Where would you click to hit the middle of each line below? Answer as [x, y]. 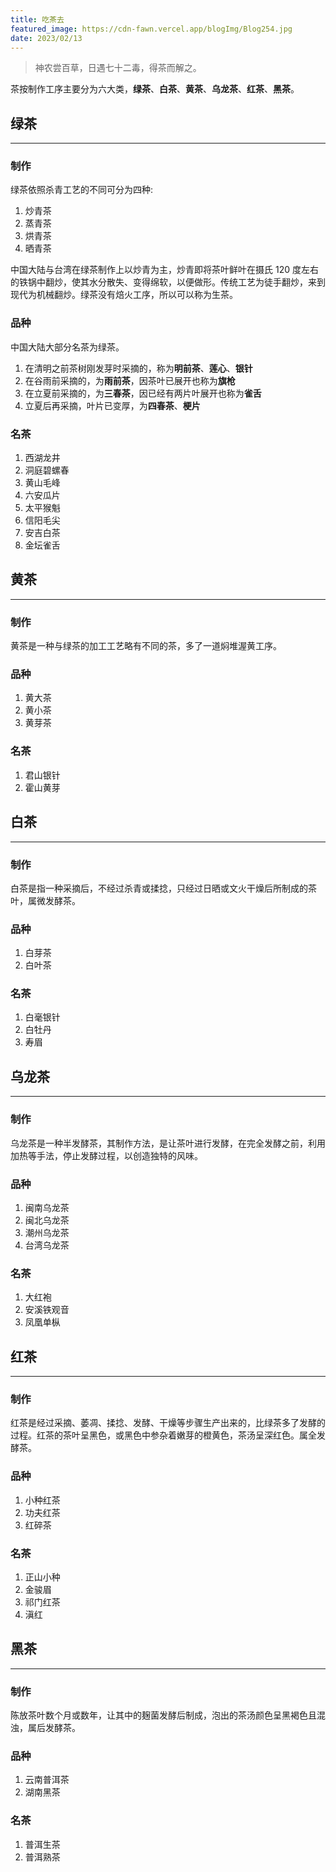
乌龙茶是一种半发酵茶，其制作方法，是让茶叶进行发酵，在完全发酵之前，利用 [168, 1143]
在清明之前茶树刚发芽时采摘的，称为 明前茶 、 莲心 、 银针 [138, 368]
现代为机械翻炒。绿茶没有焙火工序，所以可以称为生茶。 [124, 295]
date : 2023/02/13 [46, 38]
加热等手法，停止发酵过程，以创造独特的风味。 [106, 1155]
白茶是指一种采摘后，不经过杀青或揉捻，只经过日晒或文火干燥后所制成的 [159, 888]
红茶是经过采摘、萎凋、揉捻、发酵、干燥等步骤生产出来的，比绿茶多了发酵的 [168, 1423]
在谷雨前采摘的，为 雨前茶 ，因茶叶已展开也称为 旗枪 [130, 380]
